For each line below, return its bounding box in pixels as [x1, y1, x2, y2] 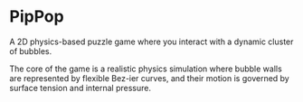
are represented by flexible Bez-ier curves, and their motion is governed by [9, 72, 289, 83]
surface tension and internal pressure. [9, 82, 152, 93]
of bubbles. [9, 45, 52, 56]
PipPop [9, 6, 65, 27]
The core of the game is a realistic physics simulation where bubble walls [9, 63, 282, 74]
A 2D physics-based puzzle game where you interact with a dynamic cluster [9, 36, 294, 47]
